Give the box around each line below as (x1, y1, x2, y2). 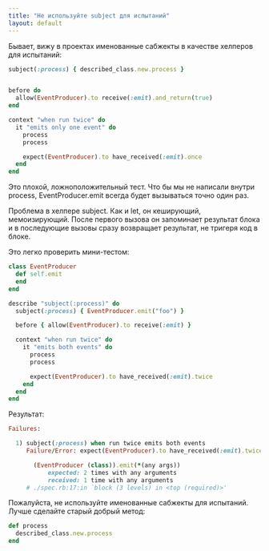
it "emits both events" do (22, 344, 113, 352)
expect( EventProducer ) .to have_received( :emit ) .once (22, 153, 203, 161)
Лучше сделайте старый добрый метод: (8, 506, 146, 517)
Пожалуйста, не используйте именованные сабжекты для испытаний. (8, 498, 249, 508)
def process (8, 522, 48, 530)
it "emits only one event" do (15, 123, 116, 131)
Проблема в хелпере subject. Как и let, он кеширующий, (8, 206, 202, 216)
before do (8, 86, 42, 95)
